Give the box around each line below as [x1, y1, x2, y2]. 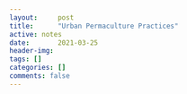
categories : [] [9, 64, 67, 73]
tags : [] [9, 55, 42, 64]
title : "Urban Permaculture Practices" [9, 21, 179, 30]
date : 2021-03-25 [9, 38, 99, 47]
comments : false [9, 72, 70, 81]
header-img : [9, 47, 54, 56]
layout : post [9, 13, 75, 22]
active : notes [9, 30, 63, 38]
